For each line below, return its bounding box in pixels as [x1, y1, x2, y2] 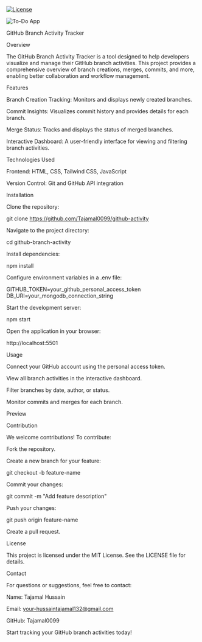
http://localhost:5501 [6, 340, 58, 346]
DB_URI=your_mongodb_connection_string [6, 292, 114, 299]
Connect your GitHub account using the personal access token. [6, 363, 165, 370]
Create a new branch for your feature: [6, 457, 102, 464]
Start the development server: [6, 304, 82, 311]
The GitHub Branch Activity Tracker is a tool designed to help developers [6, 53, 190, 60]
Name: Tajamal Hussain [6, 593, 66, 601]
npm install [6, 262, 34, 269]
